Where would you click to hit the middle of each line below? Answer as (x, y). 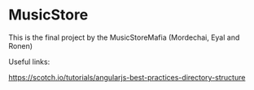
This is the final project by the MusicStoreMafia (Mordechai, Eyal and (124, 37)
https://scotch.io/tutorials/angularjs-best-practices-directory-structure (127, 77)
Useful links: (29, 62)
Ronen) (21, 45)
